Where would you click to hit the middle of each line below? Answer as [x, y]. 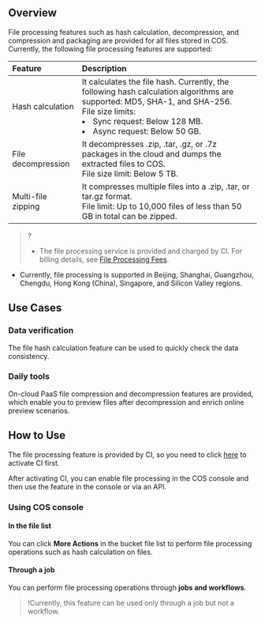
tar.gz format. [107, 196]
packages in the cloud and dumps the [151, 153]
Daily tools [29, 376]
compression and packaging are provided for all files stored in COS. [118, 40]
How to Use [37, 435]
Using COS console [46, 507]
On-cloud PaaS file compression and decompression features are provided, [131, 394]
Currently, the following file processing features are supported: [110, 49]
